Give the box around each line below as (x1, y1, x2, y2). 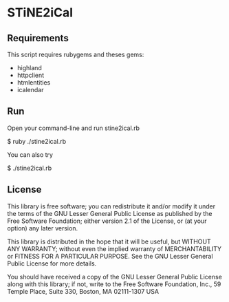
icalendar (17, 86, 44, 94)
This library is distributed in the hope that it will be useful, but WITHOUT (7, 237, 211, 246)
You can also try (7, 150, 54, 159)
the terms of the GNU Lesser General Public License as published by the (7, 209, 212, 217)
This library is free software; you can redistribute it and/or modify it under (7, 202, 216, 211)
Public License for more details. (7, 259, 97, 268)
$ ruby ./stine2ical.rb (7, 137, 67, 145)
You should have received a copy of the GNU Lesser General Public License (7, 272, 222, 281)
